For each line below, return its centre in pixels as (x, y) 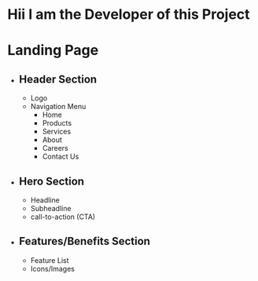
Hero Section (51, 181)
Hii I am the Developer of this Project (129, 15)
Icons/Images (53, 268)
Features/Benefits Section (85, 241)
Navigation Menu (58, 107)
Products (57, 123)
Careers (55, 148)
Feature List (50, 260)
